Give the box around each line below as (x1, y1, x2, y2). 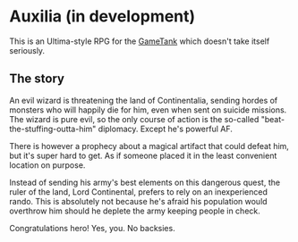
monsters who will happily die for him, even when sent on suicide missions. (9, 104, 287, 115)
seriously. (9, 45, 46, 55)
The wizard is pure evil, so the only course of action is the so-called (9, 113, 260, 124)
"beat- (260, 113, 285, 124)
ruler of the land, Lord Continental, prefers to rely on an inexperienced (9, 186, 268, 197)
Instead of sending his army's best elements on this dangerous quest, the (9, 177, 280, 188)
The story (9, 71, 65, 87)
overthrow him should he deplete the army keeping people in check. (9, 205, 261, 216)
